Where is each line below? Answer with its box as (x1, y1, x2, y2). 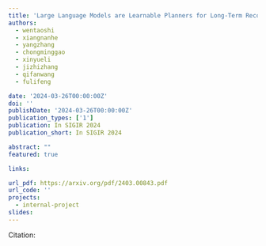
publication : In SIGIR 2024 (8, 122, 101, 130)
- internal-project (15, 201, 80, 210)
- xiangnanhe (15, 33, 59, 42)
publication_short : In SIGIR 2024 (8, 129, 123, 137)
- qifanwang (15, 70, 55, 78)
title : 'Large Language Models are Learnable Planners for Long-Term (8, 11, 243, 20)
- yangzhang (15, 41, 55, 49)
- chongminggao (15, 48, 66, 56)
